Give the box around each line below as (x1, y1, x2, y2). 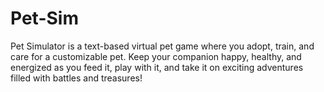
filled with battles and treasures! (10, 72, 143, 84)
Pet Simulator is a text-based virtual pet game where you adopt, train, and (10, 40, 315, 52)
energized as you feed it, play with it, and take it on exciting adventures (10, 61, 304, 73)
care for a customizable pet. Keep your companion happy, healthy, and (10, 50, 302, 62)
